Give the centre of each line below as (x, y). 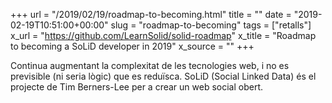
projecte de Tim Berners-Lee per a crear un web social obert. (137, 87)
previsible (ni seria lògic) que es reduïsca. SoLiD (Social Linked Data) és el (163, 76)
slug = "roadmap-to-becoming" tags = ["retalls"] (211, 25)
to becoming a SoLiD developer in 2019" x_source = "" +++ (132, 46)
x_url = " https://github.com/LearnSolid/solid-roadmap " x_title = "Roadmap (163, 35)
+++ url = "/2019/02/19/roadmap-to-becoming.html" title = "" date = (151, 14)
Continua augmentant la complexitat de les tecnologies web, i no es (150, 65)
